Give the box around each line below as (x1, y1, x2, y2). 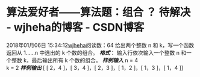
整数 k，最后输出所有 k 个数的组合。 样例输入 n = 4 (11, 57, 139, 64)
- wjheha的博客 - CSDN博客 (6, 20, 145, 34)
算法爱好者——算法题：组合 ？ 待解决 (6, 5, 191, 19)
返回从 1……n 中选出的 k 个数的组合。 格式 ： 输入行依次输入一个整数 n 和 (6, 49, 187, 56)
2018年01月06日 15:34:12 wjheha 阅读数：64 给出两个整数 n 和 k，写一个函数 (6, 42, 195, 49)
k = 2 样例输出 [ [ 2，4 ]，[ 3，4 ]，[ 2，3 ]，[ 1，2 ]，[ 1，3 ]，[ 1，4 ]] (6, 64, 184, 71)
